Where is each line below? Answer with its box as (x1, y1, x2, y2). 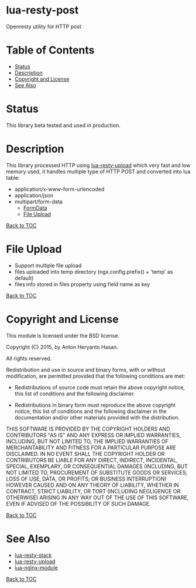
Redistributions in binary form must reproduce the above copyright (14, 401, 176, 408)
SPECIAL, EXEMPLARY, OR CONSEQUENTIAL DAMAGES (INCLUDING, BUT (6, 462, 188, 470)
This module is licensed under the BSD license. (6, 332, 120, 339)
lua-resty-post (6, 4, 79, 17)
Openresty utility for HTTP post (6, 23, 82, 30)
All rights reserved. (6, 355, 52, 362)
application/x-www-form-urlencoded (14, 186, 105, 193)
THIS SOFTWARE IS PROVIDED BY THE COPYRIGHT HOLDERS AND (6, 425, 171, 432)
